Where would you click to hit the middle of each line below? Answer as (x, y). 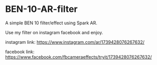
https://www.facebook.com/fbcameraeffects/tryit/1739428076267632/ (78, 57)
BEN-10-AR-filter (41, 9)
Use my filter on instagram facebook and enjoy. (54, 32)
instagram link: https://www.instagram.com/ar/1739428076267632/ (75, 42)
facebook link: (20, 52)
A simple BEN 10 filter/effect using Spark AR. (51, 23)
